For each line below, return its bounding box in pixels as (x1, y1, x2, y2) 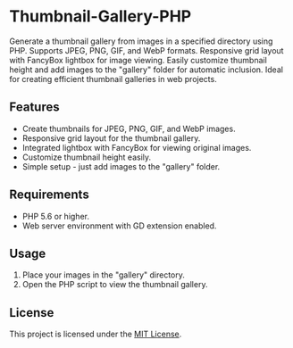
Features (9, 100, 60, 115)
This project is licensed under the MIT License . (9, 328, 182, 340)
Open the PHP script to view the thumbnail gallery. (21, 279, 208, 290)
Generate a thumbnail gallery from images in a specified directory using (9, 36, 273, 46)
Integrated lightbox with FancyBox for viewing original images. (21, 142, 252, 153)
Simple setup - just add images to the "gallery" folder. (21, 161, 221, 171)
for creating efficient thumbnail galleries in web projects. (9, 73, 217, 84)
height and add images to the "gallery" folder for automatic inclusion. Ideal (9, 64, 284, 75)
